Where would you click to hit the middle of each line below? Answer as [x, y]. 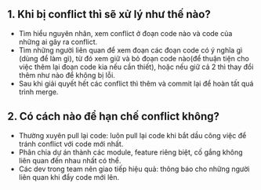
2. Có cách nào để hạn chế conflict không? [114, 117]
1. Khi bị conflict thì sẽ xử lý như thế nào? [109, 15]
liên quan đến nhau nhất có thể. [70, 160]
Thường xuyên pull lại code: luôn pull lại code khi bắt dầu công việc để [132, 135]
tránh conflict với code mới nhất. [71, 144]
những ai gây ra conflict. [58, 42]
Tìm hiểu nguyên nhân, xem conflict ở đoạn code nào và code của [125, 33]
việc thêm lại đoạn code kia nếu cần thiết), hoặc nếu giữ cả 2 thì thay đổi [136, 67]
